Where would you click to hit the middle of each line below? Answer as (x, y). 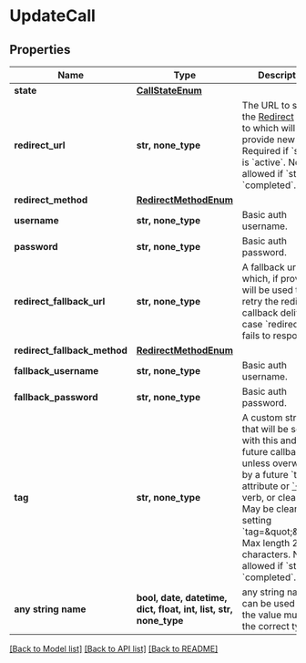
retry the (260, 301)
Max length (266, 543)
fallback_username (56, 371)
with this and (270, 440)
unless (256, 463)
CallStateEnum (169, 90)
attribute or (265, 486)
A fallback (263, 267)
